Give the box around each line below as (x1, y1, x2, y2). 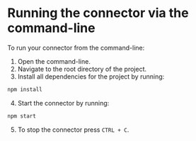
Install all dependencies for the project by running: (17, 72, 165, 81)
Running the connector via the (7, 5, 189, 21)
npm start (7, 112, 37, 120)
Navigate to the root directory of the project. (17, 64, 147, 73)
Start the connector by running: (17, 98, 110, 107)
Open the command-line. (17, 57, 91, 65)
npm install (7, 86, 42, 93)
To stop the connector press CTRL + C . (17, 125, 129, 134)
